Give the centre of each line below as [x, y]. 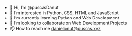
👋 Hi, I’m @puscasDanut [34, 8]
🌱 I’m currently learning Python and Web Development [65, 18]
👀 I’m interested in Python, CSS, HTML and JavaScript [64, 13]
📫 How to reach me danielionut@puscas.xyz [55, 28]
